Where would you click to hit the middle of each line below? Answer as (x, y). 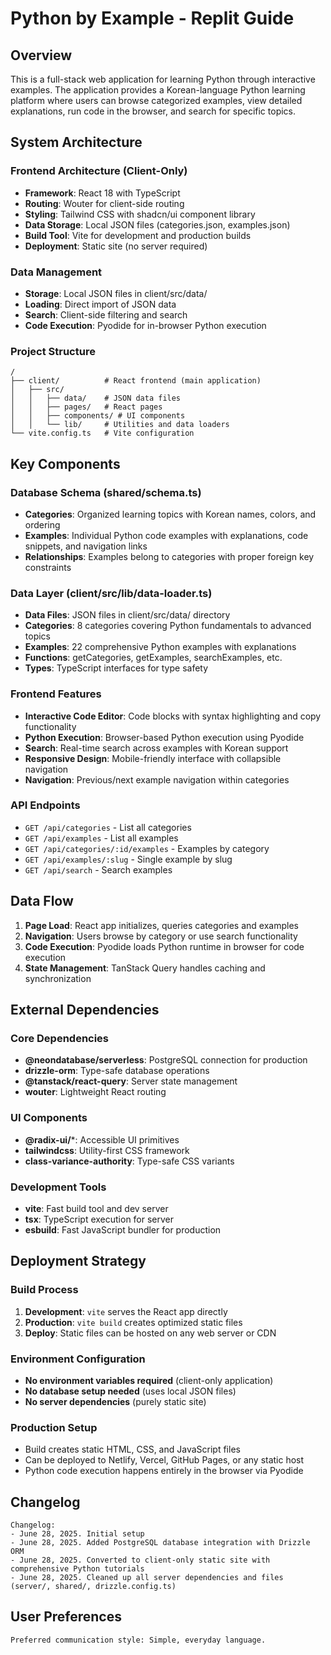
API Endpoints (45, 805)
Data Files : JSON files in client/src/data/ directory (127, 615)
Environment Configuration (78, 1359)
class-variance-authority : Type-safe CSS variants (129, 1161)
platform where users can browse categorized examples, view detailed (156, 100)
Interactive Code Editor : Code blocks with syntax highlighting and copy (173, 716)
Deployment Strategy (78, 1261)
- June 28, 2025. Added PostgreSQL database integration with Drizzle (160, 1543)
